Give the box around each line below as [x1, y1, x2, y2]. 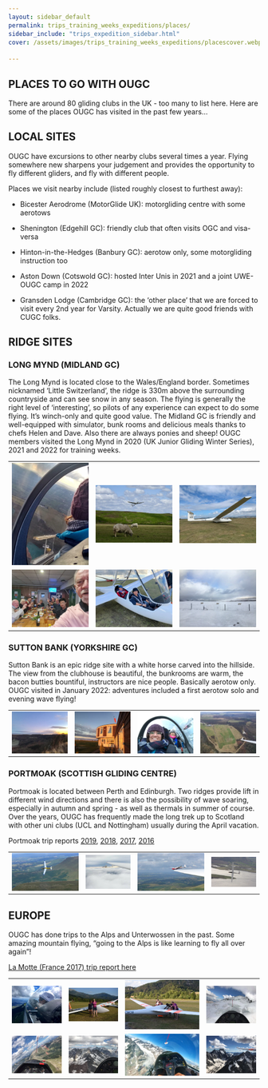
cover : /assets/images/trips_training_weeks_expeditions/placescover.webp [8, 38, 262, 46]
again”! [8, 947, 32, 957]
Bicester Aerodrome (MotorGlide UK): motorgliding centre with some [19, 199, 246, 209]
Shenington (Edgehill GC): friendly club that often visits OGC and [19, 223, 233, 233]
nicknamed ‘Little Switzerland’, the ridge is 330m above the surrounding [8, 386, 245, 396]
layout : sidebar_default [8, 13, 91, 21]
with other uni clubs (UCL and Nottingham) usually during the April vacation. [8, 820, 259, 830]
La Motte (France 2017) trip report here [8, 962, 137, 972]
